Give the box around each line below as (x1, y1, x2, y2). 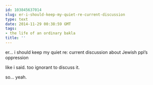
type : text (5, 17, 28, 22)
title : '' (5, 36, 26, 41)
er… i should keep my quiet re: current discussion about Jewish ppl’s (5, 49, 148, 55)
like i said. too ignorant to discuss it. (5, 64, 80, 70)
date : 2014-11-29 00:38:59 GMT (5, 21, 71, 27)
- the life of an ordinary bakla (5, 31, 76, 36)
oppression (5, 54, 29, 60)
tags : (5, 26, 17, 31)
